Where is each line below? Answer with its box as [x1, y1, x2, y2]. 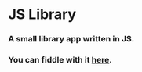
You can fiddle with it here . [8, 55, 112, 66]
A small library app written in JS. [8, 34, 135, 45]
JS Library [8, 5, 77, 23]
